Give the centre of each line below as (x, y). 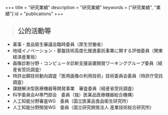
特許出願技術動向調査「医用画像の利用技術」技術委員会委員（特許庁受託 (88, 76)
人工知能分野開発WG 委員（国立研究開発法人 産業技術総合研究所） (83, 107)
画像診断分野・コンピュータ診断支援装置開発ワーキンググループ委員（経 (88, 63)
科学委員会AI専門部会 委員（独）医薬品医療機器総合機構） (74, 94)
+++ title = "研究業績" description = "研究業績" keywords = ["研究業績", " (81, 7)
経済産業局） (26, 56)
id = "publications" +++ (39, 14)
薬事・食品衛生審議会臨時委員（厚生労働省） (59, 44)
